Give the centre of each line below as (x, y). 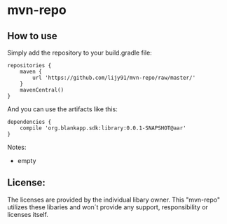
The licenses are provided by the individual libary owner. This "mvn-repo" (114, 199)
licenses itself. (28, 214)
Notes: (17, 147)
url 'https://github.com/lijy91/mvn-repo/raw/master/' (114, 78)
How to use (32, 36)
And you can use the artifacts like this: (62, 109)
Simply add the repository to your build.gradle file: (80, 52)
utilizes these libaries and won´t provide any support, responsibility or (108, 207)
